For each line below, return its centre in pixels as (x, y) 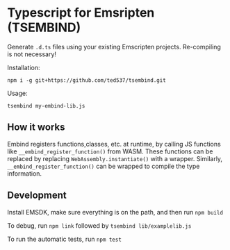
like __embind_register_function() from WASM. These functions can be (110, 151)
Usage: (17, 93)
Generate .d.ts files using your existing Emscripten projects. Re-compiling (114, 47)
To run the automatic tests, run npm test (64, 239)
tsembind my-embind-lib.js (46, 106)
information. (25, 173)
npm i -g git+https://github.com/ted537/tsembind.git (87, 80)
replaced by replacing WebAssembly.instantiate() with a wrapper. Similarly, (115, 158)
